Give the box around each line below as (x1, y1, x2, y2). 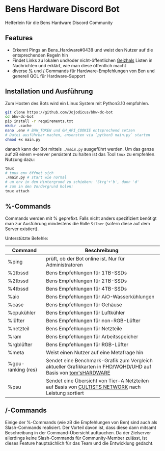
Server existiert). (5, 226, 39, 232)
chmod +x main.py (5, 137, 41, 142)
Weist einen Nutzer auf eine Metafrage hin (46, 349, 143, 356)
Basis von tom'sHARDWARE (46, 369, 110, 376)
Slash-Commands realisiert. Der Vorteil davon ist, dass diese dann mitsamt (5, 424, 156, 430)
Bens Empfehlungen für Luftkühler (46, 309, 125, 316)
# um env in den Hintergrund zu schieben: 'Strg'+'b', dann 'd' (5, 180, 139, 185)
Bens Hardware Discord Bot (5, 3, 120, 15)
